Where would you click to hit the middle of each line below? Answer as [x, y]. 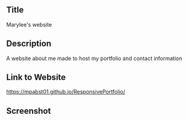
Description [29, 44]
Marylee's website [29, 24]
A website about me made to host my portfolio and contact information [94, 58]
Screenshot [29, 111]
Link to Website [36, 77]
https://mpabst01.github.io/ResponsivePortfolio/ [66, 92]
